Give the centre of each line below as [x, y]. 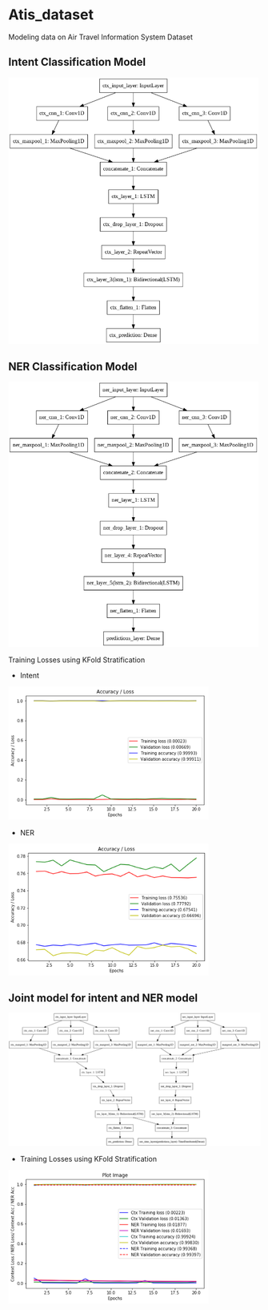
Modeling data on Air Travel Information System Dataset [101, 37]
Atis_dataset [51, 15]
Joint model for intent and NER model [103, 998]
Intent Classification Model [77, 62]
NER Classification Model [73, 366]
